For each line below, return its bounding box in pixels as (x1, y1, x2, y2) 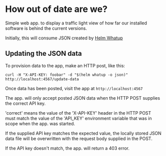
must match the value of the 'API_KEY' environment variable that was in (5, 115, 152, 121)
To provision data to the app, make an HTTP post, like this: (5, 62, 126, 68)
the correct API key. (5, 100, 46, 106)
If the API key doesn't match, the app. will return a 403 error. (5, 145, 130, 151)
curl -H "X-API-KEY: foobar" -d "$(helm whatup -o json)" (5, 72, 128, 77)
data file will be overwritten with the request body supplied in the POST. (5, 136, 153, 142)
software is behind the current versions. (5, 25, 87, 31)
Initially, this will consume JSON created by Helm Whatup (5, 35, 123, 41)
